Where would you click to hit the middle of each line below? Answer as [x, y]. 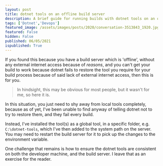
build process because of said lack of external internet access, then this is [79, 75]
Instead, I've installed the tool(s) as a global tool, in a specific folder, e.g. [77, 124]
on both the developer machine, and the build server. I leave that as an [75, 154]
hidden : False [19, 37]
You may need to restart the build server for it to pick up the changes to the [80, 134]
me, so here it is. [33, 95]
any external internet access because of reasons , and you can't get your [78, 65]
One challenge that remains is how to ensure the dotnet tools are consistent [81, 149]
